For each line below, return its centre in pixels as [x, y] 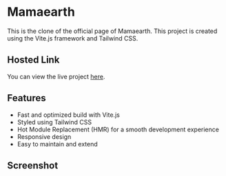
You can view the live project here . [56, 76]
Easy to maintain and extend [57, 144]
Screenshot [33, 165]
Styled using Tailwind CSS [54, 122]
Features [27, 98]
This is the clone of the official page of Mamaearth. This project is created [112, 31]
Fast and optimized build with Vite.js [69, 115]
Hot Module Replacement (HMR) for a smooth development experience [118, 129]
